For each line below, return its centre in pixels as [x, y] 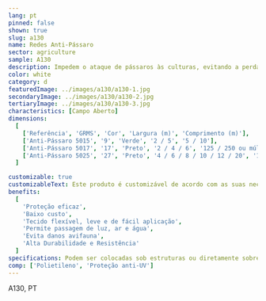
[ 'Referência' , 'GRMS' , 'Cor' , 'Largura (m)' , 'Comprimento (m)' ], [136, 133]
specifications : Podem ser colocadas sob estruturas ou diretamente [123, 258]
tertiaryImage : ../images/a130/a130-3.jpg [79, 104]
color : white [30, 74]
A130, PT [23, 288]
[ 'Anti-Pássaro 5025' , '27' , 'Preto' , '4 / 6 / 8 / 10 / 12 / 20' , [136, 155]
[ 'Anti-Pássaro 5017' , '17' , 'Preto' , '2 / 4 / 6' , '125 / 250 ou [134, 148]
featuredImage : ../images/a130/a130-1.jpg [79, 89]
